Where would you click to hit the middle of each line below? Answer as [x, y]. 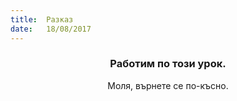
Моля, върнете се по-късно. [168, 85]
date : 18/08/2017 [51, 29]
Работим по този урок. [168, 64]
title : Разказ [42, 19]
